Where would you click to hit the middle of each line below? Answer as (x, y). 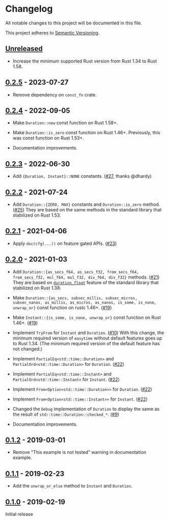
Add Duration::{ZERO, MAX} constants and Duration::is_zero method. (86, 204)
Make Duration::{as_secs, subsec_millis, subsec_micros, (75, 297)
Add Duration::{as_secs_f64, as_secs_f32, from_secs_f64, (76, 271)
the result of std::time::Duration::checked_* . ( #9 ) (66, 414)
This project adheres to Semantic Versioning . (52, 33)
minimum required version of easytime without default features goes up (87, 338)
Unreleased (24, 49)
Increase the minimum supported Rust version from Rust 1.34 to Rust (84, 61)
